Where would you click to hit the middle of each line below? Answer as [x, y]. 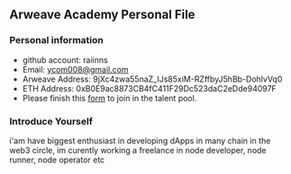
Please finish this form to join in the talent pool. [109, 98]
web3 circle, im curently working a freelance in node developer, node [138, 150]
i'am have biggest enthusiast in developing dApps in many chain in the [140, 140]
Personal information [56, 40]
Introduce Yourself [51, 121]
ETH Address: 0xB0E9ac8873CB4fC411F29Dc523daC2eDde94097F [149, 88]
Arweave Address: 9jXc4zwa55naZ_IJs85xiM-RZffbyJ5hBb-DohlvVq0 [152, 79]
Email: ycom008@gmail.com [75, 69]
